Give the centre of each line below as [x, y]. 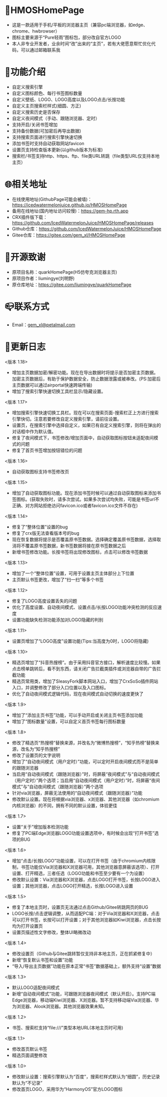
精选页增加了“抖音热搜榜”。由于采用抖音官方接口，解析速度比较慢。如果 [86, 662]
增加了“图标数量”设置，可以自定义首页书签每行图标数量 [69, 721]
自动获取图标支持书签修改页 [40, 471]
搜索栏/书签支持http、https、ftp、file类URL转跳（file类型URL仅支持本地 [86, 156]
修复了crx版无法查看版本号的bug [45, 533]
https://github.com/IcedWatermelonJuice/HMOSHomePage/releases [82, 222]
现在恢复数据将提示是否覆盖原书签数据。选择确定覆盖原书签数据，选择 [84, 539]
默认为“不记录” [27, 1083]
